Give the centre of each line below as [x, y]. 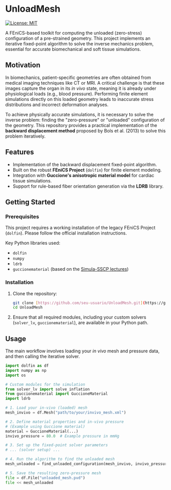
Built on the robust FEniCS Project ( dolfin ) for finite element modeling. [87, 170]
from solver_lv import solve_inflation [48, 389]
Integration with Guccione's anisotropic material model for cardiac [83, 175]
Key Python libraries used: [33, 243]
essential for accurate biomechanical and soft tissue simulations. [73, 49]
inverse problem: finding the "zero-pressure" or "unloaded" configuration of [85, 120]
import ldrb [18, 399]
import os [16, 375]
